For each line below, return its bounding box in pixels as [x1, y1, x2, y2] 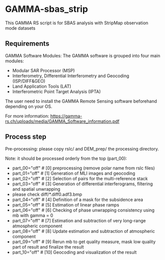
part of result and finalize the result [12, 244, 84, 250]
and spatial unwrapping [12, 186, 61, 192]
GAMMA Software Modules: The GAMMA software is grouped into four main [5, 52, 161, 58]
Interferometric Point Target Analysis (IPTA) [12, 88, 101, 95]
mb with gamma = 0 [12, 212, 53, 218]
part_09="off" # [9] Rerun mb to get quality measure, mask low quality [12, 239, 156, 245]
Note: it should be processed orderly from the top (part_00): [5, 155, 127, 161]
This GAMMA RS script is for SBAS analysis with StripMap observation [5, 20, 149, 26]
